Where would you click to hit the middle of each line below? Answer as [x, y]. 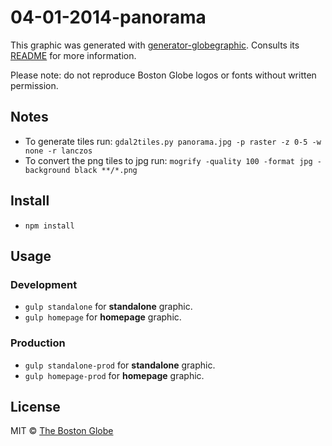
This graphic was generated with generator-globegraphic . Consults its [155, 45]
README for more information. [73, 55]
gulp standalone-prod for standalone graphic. [120, 365]
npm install [49, 226]
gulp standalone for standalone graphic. [108, 307]
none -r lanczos [58, 151]
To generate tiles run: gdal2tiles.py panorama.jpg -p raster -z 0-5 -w [173, 141]
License [35, 406]
